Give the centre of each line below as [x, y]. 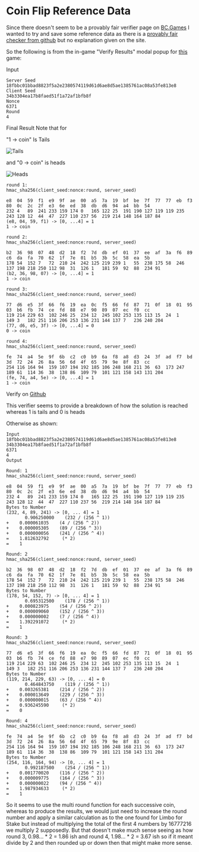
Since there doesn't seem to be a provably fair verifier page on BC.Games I [98, 27]
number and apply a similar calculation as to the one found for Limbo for [94, 817]
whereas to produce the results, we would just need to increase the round [97, 811]
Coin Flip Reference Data [69, 11]
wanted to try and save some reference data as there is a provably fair [92, 33]
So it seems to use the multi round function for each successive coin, [91, 804]
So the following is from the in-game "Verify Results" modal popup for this [97, 51]
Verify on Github [26, 394]
